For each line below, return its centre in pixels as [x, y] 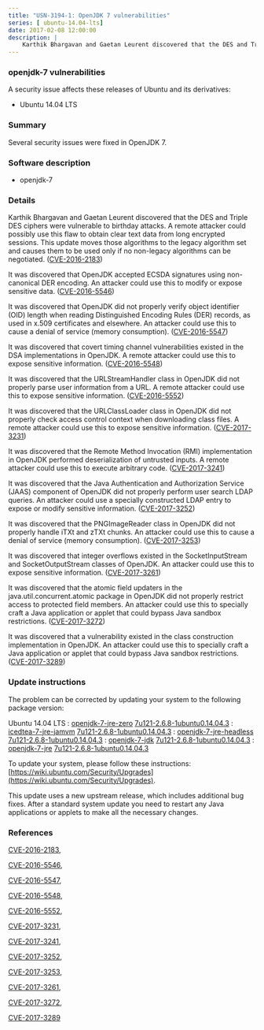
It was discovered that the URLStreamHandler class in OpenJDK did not [124, 379]
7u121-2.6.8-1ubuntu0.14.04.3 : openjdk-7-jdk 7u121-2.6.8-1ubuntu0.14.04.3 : [131, 740]
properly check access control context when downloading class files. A [124, 419]
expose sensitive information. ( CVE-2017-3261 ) [84, 573]
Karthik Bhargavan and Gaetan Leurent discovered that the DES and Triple [128, 218]
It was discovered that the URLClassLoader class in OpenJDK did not [120, 411]
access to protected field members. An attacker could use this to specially [128, 604]
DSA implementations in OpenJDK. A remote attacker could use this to [122, 355]
